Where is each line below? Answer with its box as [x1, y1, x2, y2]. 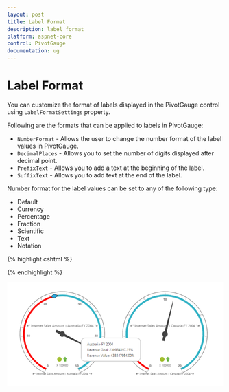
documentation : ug [7, 47, 60, 54]
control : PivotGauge [7, 40, 67, 47]
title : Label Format [7, 18, 67, 25]
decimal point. [16, 156, 58, 164]
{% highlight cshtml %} [7, 254, 73, 263]
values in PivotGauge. [16, 142, 79, 150]
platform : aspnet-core [7, 33, 72, 40]
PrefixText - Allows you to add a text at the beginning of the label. [16, 164, 205, 172]
